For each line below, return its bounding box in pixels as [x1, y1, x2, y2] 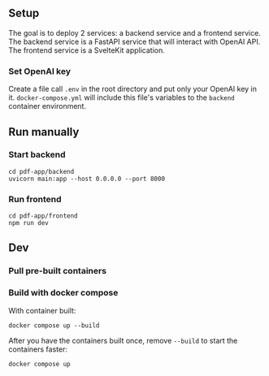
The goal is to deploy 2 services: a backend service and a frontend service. [8, 28, 262, 37]
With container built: [8, 305, 76, 315]
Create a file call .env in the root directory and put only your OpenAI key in [8, 84, 258, 94]
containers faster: [8, 344, 67, 354]
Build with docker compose [8, 287, 119, 299]
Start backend [8, 149, 67, 161]
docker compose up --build [8, 321, 100, 330]
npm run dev [8, 219, 49, 227]
